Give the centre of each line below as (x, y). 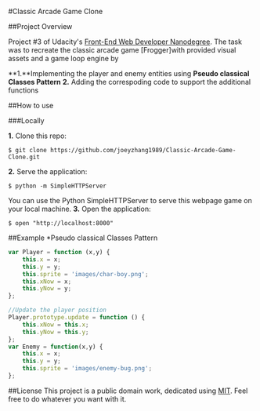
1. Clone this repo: (37, 136)
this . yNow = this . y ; (56, 332)
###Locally (26, 120)
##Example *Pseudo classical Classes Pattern (83, 238)
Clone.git (24, 157)
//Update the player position (58, 310)
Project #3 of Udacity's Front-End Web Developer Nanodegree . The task (125, 42)
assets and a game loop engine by (63, 58)
